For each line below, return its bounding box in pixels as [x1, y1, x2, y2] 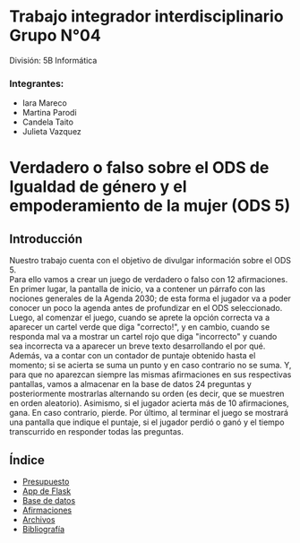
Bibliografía [21, 524, 65, 535]
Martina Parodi [21, 108, 78, 118]
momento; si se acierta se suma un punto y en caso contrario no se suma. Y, [9, 360, 292, 371]
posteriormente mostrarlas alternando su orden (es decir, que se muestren [9, 388, 285, 400]
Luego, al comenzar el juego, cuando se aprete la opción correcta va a [9, 312, 270, 323]
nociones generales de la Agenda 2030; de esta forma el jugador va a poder [9, 293, 291, 304]
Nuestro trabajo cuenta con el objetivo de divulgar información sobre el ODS [9, 255, 292, 266]
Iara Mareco [21, 98, 67, 108]
